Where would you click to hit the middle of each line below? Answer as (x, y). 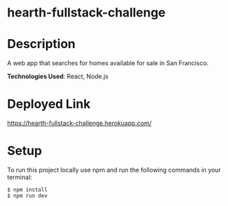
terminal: (20, 177)
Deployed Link (49, 104)
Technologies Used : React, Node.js (58, 76)
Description (41, 44)
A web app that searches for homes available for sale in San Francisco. (108, 63)
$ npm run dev (28, 196)
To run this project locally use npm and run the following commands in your (114, 170)
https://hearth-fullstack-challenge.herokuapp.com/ (80, 123)
